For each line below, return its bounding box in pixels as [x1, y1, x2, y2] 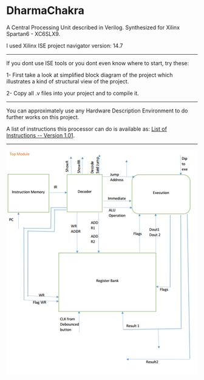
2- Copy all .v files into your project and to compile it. [6, 89, 140, 97]
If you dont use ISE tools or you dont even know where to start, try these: [6, 59, 189, 67]
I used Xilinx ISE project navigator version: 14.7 [6, 42, 123, 49]
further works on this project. [6, 113, 80, 120]
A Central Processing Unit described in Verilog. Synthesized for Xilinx [6, 24, 180, 31]
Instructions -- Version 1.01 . [6, 131, 75, 139]
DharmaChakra [6, 4, 85, 18]
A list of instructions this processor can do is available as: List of [6, 125, 167, 133]
